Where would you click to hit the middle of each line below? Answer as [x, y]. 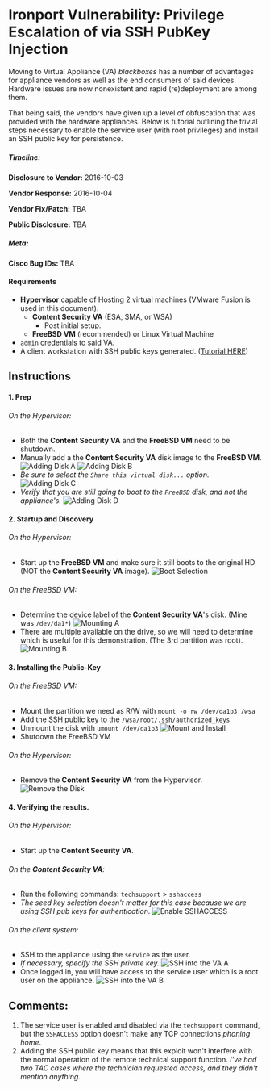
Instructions [39, 377]
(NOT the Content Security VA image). [85, 572]
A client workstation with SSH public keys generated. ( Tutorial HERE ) [134, 351]
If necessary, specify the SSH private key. [89, 963]
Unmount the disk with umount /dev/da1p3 [89, 728]
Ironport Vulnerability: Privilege [116, 15]
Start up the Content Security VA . [77, 851]
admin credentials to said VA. [67, 343]
